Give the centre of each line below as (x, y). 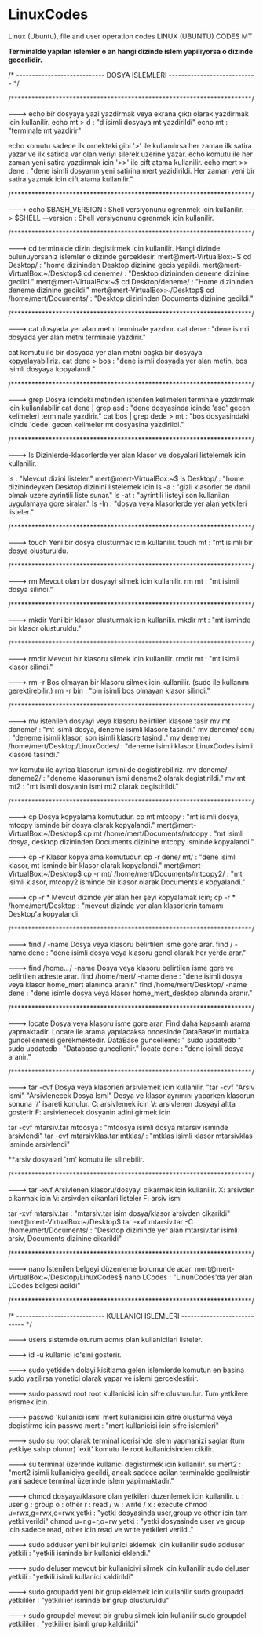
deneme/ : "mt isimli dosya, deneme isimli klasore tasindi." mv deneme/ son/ (131, 729)
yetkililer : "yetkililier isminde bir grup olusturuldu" (89, 1600)
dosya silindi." (31, 589)
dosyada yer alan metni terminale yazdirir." (77, 337)
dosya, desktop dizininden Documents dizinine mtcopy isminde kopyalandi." (131, 841)
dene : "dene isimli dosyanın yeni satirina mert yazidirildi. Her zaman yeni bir (131, 170)
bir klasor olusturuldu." (45, 628)
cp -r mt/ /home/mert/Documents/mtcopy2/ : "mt (163, 873)
